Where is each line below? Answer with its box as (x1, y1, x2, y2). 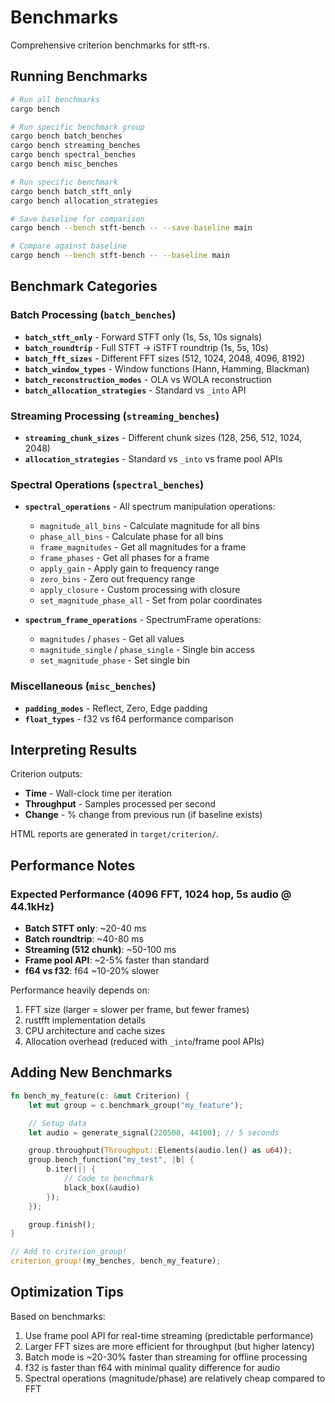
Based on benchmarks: (10, 1310, 106, 1322)
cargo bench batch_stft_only (10, 186, 132, 196)
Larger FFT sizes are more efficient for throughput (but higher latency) (24, 1340, 315, 1352)
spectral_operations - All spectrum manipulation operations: (24, 501, 276, 513)
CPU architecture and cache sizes (24, 1025, 166, 1037)
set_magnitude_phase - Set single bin (39, 654, 190, 666)
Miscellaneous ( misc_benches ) (10, 679, 157, 693)
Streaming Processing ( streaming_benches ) (10, 409, 220, 423)
